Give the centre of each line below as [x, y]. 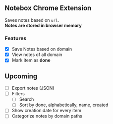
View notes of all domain [37, 55]
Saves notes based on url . [32, 20]
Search [27, 99]
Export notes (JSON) [33, 88]
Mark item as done [31, 60]
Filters [18, 94]
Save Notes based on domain [42, 49]
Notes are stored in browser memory [43, 25]
